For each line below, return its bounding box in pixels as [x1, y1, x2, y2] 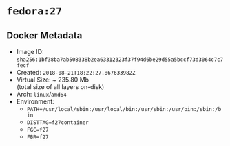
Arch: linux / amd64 [16, 90, 67, 98]
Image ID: [16, 48, 44, 56]
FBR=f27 [26, 134, 49, 141]
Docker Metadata [6, 29, 83, 41]
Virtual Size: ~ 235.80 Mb [16, 75, 90, 84]
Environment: [16, 97, 54, 106]
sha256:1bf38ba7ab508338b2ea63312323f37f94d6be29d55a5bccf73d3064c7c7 [16, 56, 224, 63]
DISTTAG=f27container [26, 119, 89, 126]
